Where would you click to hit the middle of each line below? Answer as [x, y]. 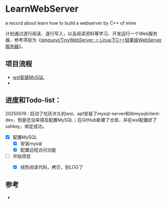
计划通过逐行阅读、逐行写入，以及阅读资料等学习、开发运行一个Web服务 [81, 33]
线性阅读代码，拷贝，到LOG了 [52, 167]
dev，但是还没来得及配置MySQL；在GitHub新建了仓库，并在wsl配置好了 [81, 120]
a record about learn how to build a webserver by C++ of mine [71, 23]
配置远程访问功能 [38, 150]
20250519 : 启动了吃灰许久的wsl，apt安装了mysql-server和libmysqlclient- [83, 113]
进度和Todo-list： [34, 100]
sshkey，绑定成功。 [26, 126]
